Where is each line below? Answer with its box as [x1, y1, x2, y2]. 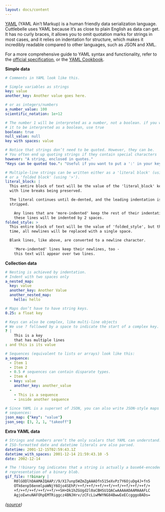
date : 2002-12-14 [5, 456, 41, 461]
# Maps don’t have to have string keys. [5, 306, 89, 311]
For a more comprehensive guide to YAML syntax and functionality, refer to [5, 51, 157, 57]
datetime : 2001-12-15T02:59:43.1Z [5, 447, 76, 452]
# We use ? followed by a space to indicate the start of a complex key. [5, 324, 160, 329]
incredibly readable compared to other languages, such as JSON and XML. [5, 41, 157, 47]
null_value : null [5, 134, 41, 139]
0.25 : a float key [5, 310, 43, 315]
